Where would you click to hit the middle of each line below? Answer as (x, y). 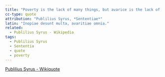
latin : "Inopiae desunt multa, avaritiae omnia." (57, 23)
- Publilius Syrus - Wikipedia (42, 32)
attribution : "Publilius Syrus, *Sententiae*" (54, 19)
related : (14, 28)
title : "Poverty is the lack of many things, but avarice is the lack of (83, 10)
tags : (11, 37)
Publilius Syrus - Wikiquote (33, 69)
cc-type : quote (21, 14)
